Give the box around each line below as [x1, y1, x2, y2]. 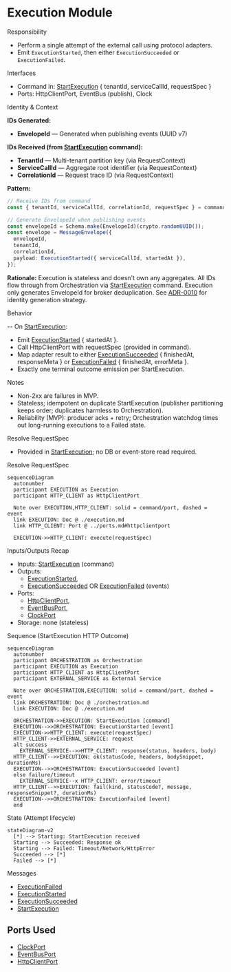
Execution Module [7, 5, 113, 21]
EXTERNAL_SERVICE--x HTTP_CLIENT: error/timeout [19, 777, 162, 784]
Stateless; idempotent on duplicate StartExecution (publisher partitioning [16, 399, 223, 407]
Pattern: [7, 184, 31, 192]
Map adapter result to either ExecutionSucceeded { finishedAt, [16, 350, 195, 359]
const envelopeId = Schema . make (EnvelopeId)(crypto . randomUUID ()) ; [7, 222, 205, 230]
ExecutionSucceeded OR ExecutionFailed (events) [27, 582, 170, 590]
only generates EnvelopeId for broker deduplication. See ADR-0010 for [7, 288, 208, 297]
